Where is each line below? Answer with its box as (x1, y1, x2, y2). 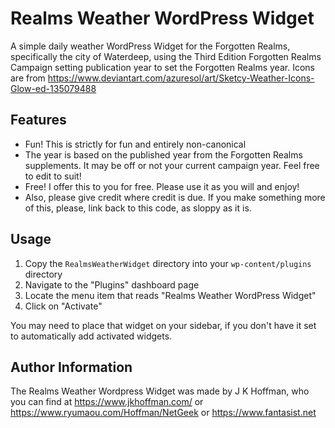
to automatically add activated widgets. (10, 330, 173, 342)
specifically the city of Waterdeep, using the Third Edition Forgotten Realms (10, 50, 322, 62)
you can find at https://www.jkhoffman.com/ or (10, 396, 204, 408)
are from (10, 72, 46, 84)
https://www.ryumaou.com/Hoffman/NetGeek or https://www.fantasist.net (10, 407, 317, 419)
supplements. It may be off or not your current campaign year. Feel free (24, 159, 320, 171)
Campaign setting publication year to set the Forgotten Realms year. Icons (10, 61, 315, 73)
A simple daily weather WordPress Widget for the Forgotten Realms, (10, 40, 291, 52)
